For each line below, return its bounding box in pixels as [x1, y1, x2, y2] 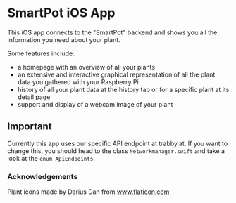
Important [7, 121, 52, 133]
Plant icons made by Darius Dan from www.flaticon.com [7, 188, 170, 196]
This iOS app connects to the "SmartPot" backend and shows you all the [7, 28, 218, 37]
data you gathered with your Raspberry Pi [17, 77, 139, 86]
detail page [17, 93, 51, 101]
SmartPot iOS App [7, 5, 116, 21]
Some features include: [7, 49, 75, 58]
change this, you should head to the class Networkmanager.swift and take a [7, 146, 225, 155]
